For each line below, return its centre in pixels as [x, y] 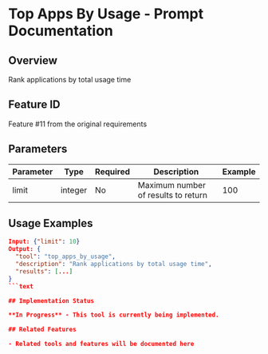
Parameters [38, 149]
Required [112, 171]
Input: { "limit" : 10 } [44, 242]
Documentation [61, 31]
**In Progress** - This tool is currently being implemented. [114, 315]
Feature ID [34, 105]
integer [74, 190]
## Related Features [43, 330]
